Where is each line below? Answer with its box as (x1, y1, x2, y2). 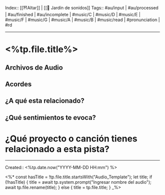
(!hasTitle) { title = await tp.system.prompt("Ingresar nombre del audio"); (5, 179, 152, 185)
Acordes (5, 80, 32, 88)
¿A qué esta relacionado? (5, 97, 84, 105)
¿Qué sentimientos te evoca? (5, 113, 96, 122)
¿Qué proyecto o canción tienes (5, 133, 137, 144)
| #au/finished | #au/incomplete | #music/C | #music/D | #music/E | (5, 12, 141, 17)
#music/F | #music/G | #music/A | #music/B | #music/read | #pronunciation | (5, 17, 160, 23)
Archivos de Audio (5, 63, 63, 72)
